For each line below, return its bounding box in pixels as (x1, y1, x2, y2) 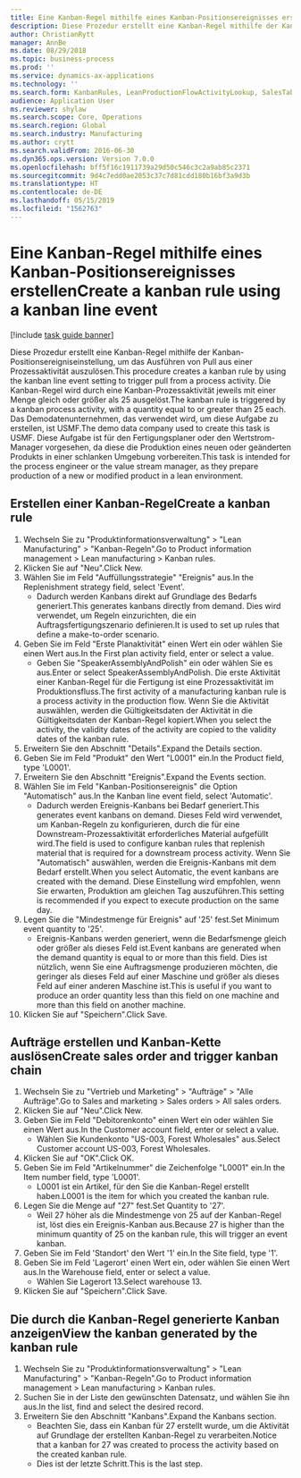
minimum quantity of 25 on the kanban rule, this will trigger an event (36, 1229, 288, 1239)
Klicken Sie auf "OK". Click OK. (22, 1153, 135, 1163)
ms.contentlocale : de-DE (10, 188, 103, 197)
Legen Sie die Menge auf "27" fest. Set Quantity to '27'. (22, 1200, 226, 1212)
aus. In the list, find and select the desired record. (22, 1401, 205, 1413)
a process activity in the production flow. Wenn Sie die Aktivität (36, 695, 270, 706)
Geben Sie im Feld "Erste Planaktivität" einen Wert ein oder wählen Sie (22, 638, 283, 649)
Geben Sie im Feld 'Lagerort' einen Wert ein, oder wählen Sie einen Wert (22, 1257, 290, 1268)
